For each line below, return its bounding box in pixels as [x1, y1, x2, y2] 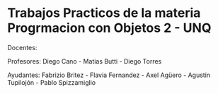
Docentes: [7, 43, 38, 52]
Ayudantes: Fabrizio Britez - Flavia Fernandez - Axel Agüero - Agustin [7, 71, 211, 79]
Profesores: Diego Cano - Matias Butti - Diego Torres [7, 57, 162, 65]
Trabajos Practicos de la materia [7, 5, 201, 21]
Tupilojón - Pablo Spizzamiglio [7, 78, 96, 86]
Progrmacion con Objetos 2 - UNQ [7, 20, 212, 36]
